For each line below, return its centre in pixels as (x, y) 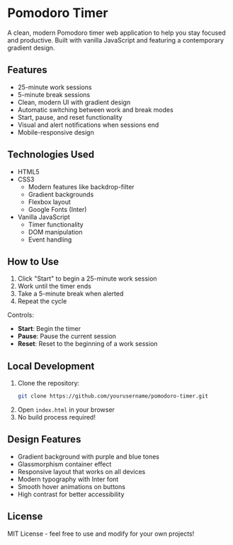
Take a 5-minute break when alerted (70, 294)
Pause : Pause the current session (67, 336)
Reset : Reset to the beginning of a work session (87, 344)
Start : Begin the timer (49, 329)
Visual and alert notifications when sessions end (88, 125)
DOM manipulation (55, 232)
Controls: (21, 315)
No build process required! (56, 417)
